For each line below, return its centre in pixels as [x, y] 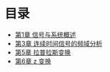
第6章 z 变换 [33, 61]
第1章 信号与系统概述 [45, 35]
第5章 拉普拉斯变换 [43, 52]
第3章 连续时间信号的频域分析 [59, 43]
